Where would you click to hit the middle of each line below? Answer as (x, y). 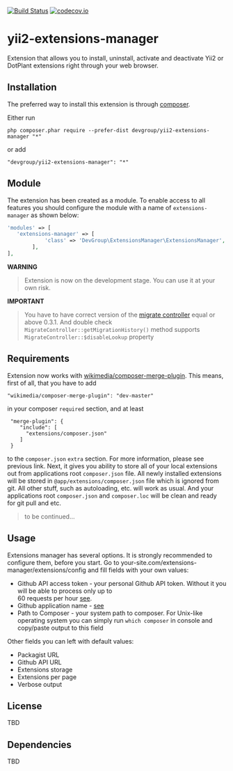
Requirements (38, 359)
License (25, 706)
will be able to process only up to (65, 591)
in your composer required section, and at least (75, 408)
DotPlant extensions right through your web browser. (83, 65)
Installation (32, 87)
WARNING (22, 267)
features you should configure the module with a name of (89, 207)
